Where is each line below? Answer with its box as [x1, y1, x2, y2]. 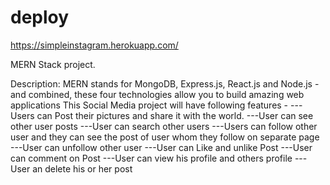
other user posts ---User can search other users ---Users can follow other [10, 120, 318, 132]
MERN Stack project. [10, 58, 96, 70]
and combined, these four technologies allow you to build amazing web [10, 88, 305, 100]
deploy [10, 6, 70, 29]
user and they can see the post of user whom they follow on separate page [10, 131, 320, 143]
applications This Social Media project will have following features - [10, 99, 289, 111]
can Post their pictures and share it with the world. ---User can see [36, 109, 314, 121]
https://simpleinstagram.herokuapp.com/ [10, 39, 179, 51]
